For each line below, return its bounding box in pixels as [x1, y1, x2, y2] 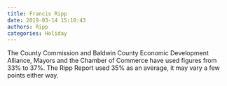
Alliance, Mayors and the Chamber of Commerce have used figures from [7, 57, 217, 65]
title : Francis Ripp [7, 10, 68, 17]
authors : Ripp [7, 23, 49, 30]
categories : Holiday [7, 29, 68, 37]
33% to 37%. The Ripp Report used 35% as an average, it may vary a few [7, 64, 220, 72]
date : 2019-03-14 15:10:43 [7, 17, 86, 24]
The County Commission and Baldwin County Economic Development [7, 49, 209, 57]
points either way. [7, 71, 59, 80]
